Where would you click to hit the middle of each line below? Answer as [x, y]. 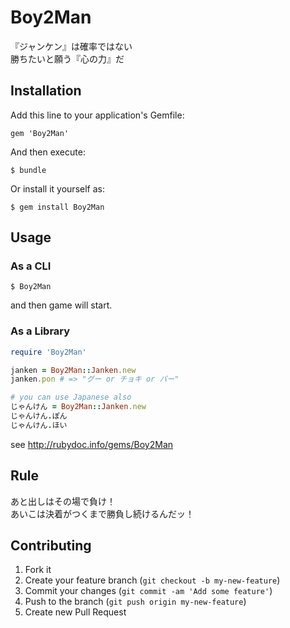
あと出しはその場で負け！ [63, 501]
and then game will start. [61, 305]
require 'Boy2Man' [48, 352]
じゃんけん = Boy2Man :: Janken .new [78, 407]
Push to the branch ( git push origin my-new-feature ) [135, 602]
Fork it [38, 570]
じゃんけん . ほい [39, 425]
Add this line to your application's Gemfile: [97, 115]
